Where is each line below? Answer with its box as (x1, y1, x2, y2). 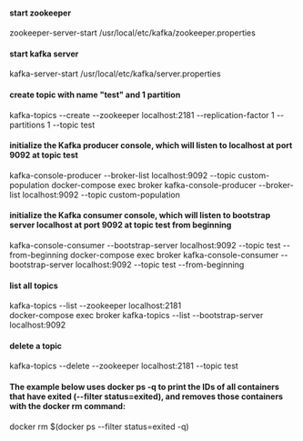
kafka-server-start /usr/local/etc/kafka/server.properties (9, 68, 221, 79)
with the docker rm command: (9, 401, 126, 412)
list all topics (9, 280, 59, 291)
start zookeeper (9, 7, 71, 18)
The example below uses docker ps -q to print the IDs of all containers (9, 382, 280, 393)
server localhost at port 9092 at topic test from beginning (9, 219, 232, 231)
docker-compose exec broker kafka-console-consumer (69, 250, 279, 261)
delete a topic (9, 340, 62, 351)
